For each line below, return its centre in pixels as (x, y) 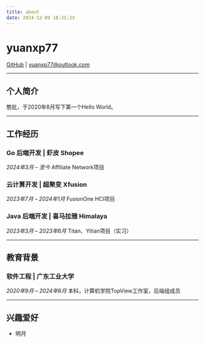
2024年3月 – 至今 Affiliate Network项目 (56, 167)
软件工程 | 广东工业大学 (40, 276)
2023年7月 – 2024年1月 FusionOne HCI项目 (61, 199)
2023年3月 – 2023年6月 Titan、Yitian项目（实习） (69, 231)
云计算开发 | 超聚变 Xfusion (47, 184)
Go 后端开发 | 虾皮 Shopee (45, 153)
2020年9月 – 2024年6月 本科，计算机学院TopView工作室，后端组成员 (94, 291)
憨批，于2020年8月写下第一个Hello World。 (62, 107)
